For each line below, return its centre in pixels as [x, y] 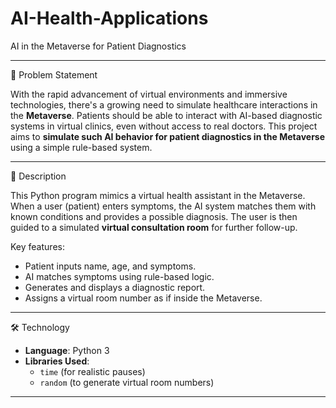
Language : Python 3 [67, 350]
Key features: [37, 246]
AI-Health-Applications [109, 18]
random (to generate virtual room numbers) [127, 382]
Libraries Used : [57, 361]
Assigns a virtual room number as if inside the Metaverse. [143, 298]
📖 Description [38, 176]
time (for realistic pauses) [92, 371]
